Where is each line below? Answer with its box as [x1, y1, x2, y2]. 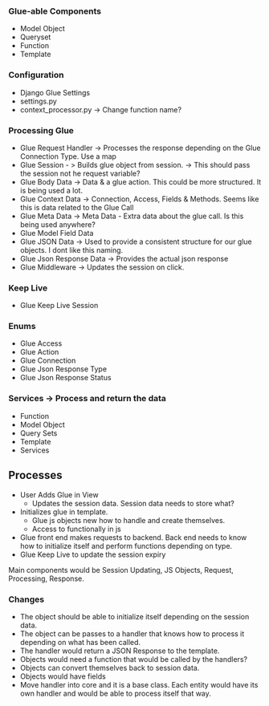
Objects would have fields [19, 672, 106, 681]
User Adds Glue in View [19, 489, 99, 499]
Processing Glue [8, 124, 75, 136]
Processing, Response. [8, 574, 84, 583]
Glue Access [19, 339, 63, 348]
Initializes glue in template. [19, 507, 108, 517]
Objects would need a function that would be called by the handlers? [19, 654, 247, 663]
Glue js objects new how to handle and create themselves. [31, 515, 226, 525]
